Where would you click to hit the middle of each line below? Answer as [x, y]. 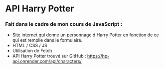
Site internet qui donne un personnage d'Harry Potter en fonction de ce [86, 35]
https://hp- [98, 56]
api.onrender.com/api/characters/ [47, 61]
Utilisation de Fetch [32, 51]
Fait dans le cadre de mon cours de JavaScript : [64, 24]
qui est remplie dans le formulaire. [47, 40]
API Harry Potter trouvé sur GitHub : [49, 56]
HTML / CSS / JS [30, 46]
